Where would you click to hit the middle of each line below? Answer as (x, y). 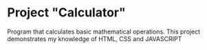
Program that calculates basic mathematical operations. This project (104, 32)
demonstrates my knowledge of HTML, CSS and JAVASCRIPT (95, 38)
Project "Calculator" (66, 13)
